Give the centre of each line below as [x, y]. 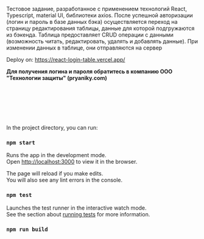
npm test [19, 195]
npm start [21, 142]
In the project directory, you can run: [52, 127]
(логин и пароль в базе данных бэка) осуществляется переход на [92, 22]
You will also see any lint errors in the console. [65, 180]
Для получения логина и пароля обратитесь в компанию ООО [90, 72]
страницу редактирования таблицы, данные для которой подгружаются [100, 28]
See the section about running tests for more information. [78, 214]
